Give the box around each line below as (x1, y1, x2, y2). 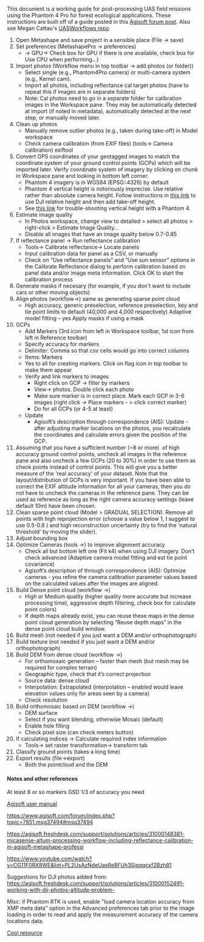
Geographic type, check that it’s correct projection (24, 670, 151, 678)
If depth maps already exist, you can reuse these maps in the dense (24, 612, 195, 619)
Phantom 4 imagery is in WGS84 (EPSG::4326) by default (24, 179, 169, 186)
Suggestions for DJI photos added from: (7, 873, 108, 880)
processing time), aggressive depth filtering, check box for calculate (24, 599, 196, 606)
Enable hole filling (24, 722, 69, 729)
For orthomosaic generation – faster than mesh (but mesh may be (24, 658, 189, 664)
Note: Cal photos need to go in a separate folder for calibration (24, 94, 182, 102)
